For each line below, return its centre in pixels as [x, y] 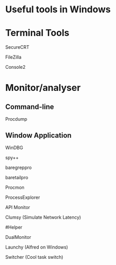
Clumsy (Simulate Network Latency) [43, 217]
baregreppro [19, 167]
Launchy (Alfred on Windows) [37, 247]
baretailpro [17, 177]
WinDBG [14, 147]
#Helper [14, 227]
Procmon [15, 187]
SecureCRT [17, 47]
